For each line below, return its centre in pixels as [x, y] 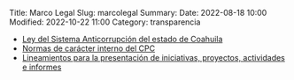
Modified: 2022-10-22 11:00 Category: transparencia [105, 22]
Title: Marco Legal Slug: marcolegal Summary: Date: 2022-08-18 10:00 [138, 13]
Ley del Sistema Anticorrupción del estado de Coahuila [122, 39]
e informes [42, 67]
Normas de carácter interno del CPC [89, 48]
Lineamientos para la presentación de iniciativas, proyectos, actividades [154, 58]
